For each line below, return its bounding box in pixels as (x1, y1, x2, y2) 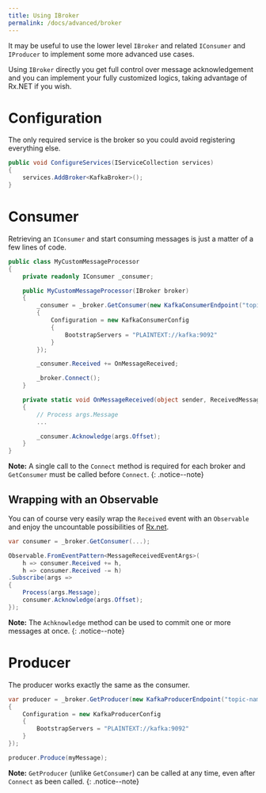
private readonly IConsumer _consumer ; (22, 273, 154, 280)
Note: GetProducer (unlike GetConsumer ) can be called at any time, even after (8, 768, 256, 777)
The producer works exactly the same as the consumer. (8, 680, 190, 689)
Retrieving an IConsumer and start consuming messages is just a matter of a (8, 234, 254, 243)
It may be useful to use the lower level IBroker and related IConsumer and (8, 40, 245, 50)
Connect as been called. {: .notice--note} (8, 776, 140, 786)
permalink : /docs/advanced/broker (8, 19, 123, 27)
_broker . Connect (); (36, 374, 101, 383)
